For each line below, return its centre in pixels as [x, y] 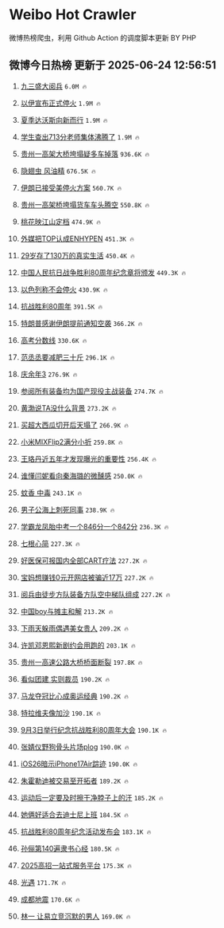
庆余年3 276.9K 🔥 [49, 374]
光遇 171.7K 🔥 [43, 882]
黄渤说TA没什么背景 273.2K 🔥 [69, 407]
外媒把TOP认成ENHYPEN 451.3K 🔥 [77, 238]
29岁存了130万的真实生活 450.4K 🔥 [77, 255]
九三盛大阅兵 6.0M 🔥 [54, 86]
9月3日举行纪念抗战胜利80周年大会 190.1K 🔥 [94, 729]
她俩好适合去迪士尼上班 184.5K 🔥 [75, 814]
